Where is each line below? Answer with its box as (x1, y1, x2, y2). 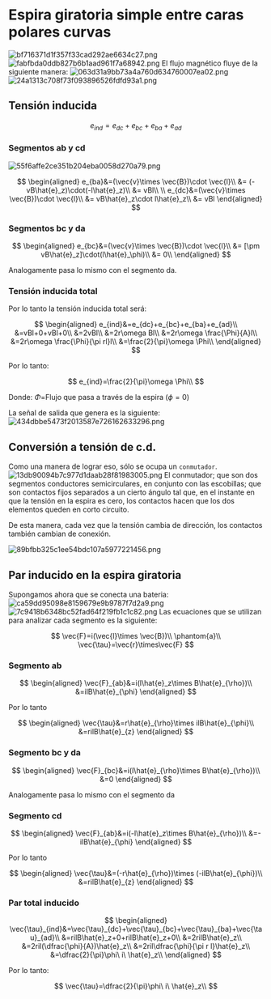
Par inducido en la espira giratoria (8, 568, 182, 582)
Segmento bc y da (8, 747, 81, 759)
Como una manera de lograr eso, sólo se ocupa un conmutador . (8, 461, 218, 471)
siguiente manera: (8, 66, 69, 76)
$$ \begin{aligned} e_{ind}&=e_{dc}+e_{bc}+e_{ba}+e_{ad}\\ (34, 320, 238, 329)
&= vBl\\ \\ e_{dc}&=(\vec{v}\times (132, 185, 246, 195)
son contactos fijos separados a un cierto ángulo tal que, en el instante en (8, 487, 255, 497)
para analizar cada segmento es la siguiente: (8, 615, 158, 625)
